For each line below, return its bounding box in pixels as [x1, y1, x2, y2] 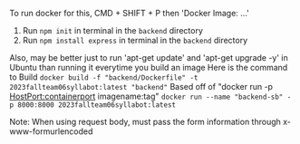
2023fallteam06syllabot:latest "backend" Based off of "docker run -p [9, 82, 274, 91]
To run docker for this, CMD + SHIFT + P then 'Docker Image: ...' [9, 8, 249, 18]
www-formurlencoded [9, 126, 93, 137]
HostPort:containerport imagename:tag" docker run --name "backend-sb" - [9, 91, 292, 101]
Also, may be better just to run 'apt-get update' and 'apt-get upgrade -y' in [9, 53, 288, 62]
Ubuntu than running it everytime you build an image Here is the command [9, 62, 288, 72]
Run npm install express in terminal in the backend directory [22, 35, 248, 45]
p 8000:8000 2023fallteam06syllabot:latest [9, 101, 177, 110]
